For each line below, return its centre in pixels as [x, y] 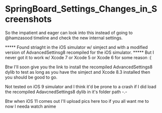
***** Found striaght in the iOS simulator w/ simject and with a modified [76, 47]
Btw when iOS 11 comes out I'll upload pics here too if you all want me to [77, 101]
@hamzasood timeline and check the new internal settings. [64, 38]
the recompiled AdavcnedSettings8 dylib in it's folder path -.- [66, 92]
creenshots [28, 19]
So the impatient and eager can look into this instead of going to [69, 32]
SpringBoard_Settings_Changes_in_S [81, 9]
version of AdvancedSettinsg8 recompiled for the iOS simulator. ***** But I [80, 52]
